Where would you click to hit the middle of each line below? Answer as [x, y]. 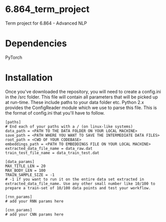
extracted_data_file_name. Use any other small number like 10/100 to [80, 184]
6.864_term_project [47, 9]
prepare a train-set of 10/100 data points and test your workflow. [78, 188]
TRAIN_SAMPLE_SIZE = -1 [30, 175]
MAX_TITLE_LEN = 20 [25, 166]
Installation [29, 78]
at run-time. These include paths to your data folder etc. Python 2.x [74, 102]
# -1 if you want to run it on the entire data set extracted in [74, 179]
